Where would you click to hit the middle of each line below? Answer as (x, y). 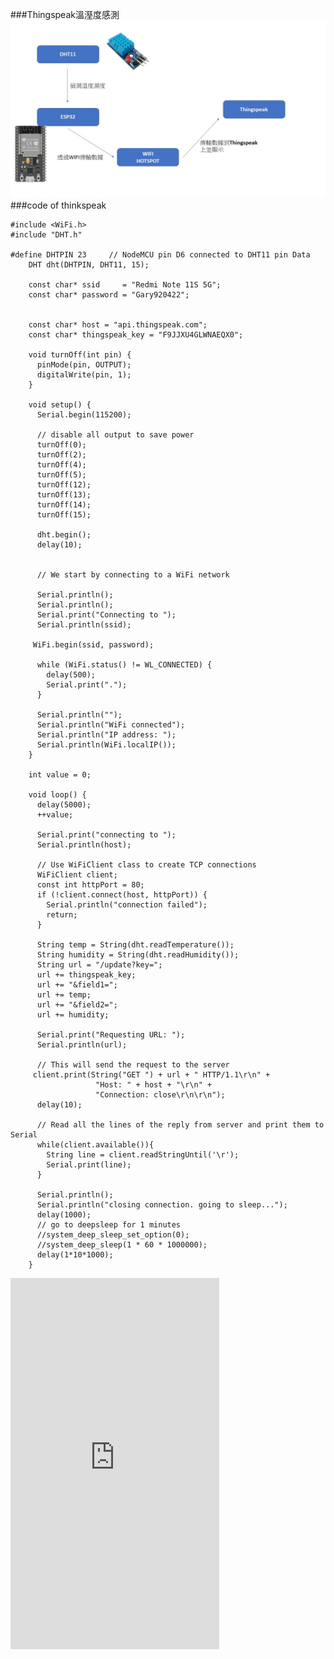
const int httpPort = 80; (90, 884)
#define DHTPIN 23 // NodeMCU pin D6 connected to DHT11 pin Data (160, 254)
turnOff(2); (61, 454)
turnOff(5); (61, 474)
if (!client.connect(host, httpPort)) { (122, 894)
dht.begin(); (64, 534)
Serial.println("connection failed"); (127, 904)
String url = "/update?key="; (99, 964)
